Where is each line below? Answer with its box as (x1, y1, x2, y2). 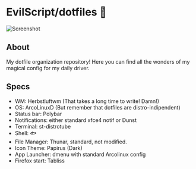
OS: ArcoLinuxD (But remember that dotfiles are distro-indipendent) (14, 104, 181, 111)
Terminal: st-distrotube (14, 123, 71, 130)
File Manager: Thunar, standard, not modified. (14, 138, 127, 145)
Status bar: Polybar (14, 110, 62, 117)
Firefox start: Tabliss (14, 157, 65, 164)
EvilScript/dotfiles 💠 (6, 5, 107, 19)
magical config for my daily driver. (6, 64, 90, 71)
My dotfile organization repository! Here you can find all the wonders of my (6, 58, 190, 65)
